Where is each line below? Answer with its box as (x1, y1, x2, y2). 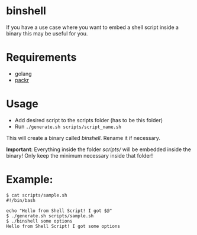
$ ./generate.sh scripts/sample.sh (6, 213, 94, 219)
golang (14, 70, 32, 77)
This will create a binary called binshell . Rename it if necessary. (6, 134, 161, 141)
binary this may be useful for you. (6, 30, 88, 37)
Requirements (6, 51, 77, 64)
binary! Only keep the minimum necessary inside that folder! (6, 152, 153, 159)
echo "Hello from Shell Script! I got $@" (6, 208, 112, 214)
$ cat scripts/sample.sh (6, 192, 67, 198)
